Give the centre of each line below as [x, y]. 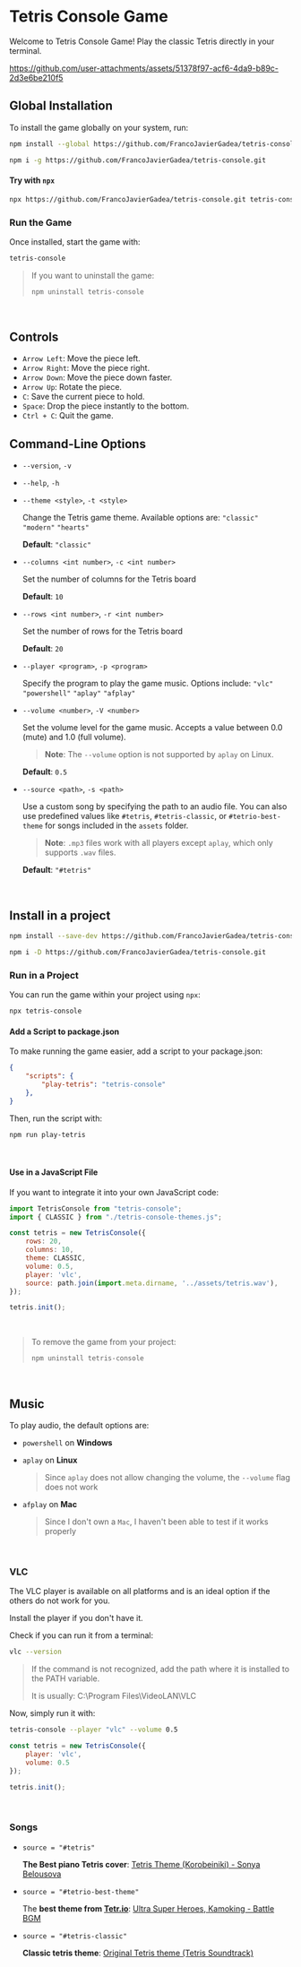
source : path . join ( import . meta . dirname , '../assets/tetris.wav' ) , [152, 1283]
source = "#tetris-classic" [74, 1936]
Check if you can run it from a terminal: [82, 1635]
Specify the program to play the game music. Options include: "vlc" [148, 684]
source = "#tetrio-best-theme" [81, 1892]
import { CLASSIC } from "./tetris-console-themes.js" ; [116, 1217]
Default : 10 [43, 597]
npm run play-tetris [48, 1134]
